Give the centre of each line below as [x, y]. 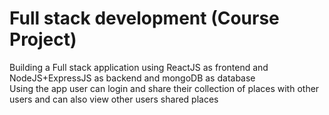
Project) [43, 39]
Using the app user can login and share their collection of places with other [164, 88]
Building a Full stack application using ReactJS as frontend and [139, 67]
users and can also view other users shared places [114, 99]
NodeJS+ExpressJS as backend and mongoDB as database [132, 78]
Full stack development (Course [144, 18]
